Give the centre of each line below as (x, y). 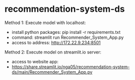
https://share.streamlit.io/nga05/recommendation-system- (71, 67)
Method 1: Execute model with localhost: (45, 23)
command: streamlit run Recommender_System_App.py (68, 37)
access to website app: (35, 61)
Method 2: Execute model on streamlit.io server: (53, 52)
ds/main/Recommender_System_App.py (52, 72)
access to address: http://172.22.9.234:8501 (56, 42)
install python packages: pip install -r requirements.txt (66, 32)
